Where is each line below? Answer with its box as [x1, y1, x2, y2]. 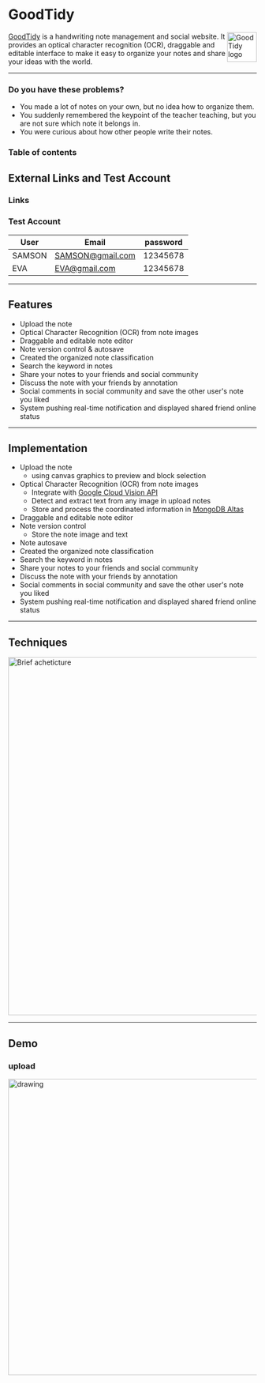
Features [8, 298, 53, 311]
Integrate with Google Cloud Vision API [31, 488, 159, 497]
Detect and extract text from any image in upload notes [31, 496, 211, 506]
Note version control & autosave [19, 344, 125, 353]
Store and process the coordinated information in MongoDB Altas [31, 504, 244, 514]
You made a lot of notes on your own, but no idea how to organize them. [19, 102, 255, 111]
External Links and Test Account [8, 171, 171, 185]
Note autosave [19, 538, 68, 548]
